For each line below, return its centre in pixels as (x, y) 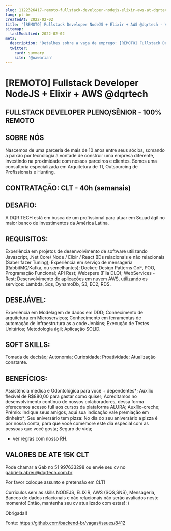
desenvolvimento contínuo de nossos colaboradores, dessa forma (75, 402)
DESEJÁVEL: (26, 300)
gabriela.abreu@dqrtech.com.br (39, 473)
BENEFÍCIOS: (26, 378)
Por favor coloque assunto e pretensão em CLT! (55, 482)
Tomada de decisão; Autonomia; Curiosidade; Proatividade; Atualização (81, 357)
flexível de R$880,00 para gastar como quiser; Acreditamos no (71, 396)
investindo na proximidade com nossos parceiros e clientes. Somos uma (81, 161)
